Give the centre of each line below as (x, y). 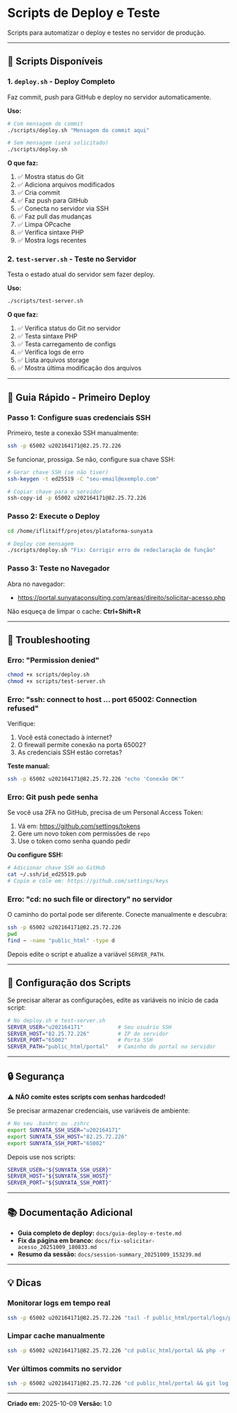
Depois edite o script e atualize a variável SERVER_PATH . (86, 954)
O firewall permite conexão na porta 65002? (82, 745)
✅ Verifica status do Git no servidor (69, 328)
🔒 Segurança (36, 1076)
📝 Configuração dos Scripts (69, 983)
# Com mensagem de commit (45, 124)
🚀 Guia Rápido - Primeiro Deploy (79, 397)
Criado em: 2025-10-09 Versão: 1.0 (60, 1403)
